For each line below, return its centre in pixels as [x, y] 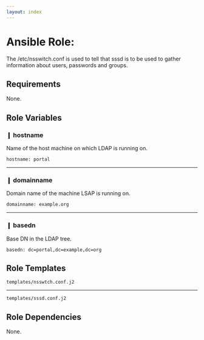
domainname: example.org [38, 205]
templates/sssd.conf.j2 [36, 298]
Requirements [33, 84]
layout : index [24, 12]
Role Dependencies [44, 317]
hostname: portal [28, 159]
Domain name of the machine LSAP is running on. [68, 193]
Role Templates [36, 268]
